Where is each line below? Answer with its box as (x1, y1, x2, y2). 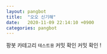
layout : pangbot (6, 8, 46, 15)
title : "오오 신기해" (6, 14, 56, 20)
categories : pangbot (6, 25, 58, 31)
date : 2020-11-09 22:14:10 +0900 (6, 19, 95, 25)
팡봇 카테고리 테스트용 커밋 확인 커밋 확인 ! (6, 42, 102, 49)
